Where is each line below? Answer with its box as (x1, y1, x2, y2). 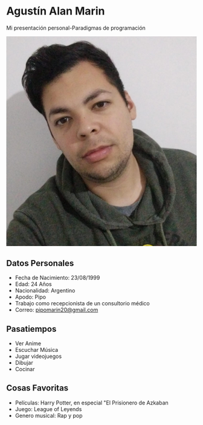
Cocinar (14, 366, 35, 373)
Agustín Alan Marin (6, 4, 105, 18)
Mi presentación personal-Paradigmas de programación (6, 24, 146, 31)
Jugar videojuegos (14, 352, 62, 360)
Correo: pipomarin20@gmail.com (14, 307, 98, 314)
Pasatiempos (6, 323, 57, 334)
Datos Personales (6, 258, 74, 268)
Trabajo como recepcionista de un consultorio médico (14, 300, 150, 307)
